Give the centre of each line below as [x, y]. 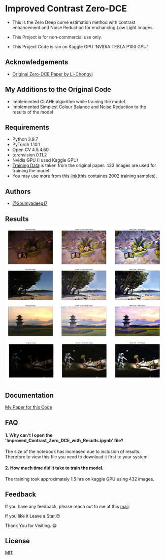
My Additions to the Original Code [58, 90]
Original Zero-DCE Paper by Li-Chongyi [52, 74]
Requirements [27, 127]
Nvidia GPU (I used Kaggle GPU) [45, 160]
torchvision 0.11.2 [30, 155]
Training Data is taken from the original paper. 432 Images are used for [84, 165]
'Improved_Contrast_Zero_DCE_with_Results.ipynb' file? [64, 441]
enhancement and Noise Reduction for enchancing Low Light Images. [83, 27]
